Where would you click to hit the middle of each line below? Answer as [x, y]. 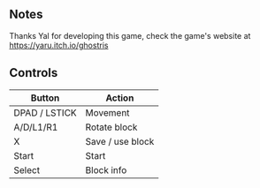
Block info [106, 169]
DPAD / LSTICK [45, 112]
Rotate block [111, 127]
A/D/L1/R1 [36, 127]
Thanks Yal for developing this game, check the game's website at [130, 35]
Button [45, 98]
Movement [107, 112]
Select [27, 169]
